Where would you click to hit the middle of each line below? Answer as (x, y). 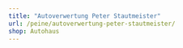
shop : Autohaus (34, 31)
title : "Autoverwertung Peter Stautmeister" (85, 16)
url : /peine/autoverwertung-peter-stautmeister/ (92, 24)
